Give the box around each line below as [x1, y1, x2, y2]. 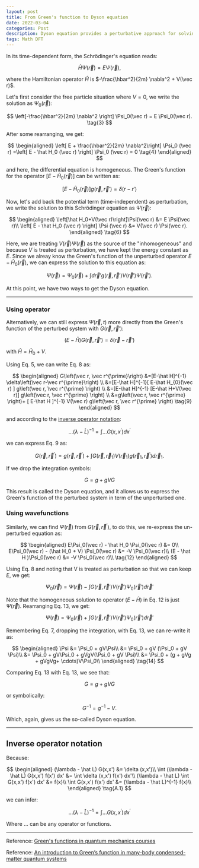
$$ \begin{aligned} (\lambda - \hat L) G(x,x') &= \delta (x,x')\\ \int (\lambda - [7, 766, 192, 773]
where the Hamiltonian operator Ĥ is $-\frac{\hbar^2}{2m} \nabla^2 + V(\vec [6, 75, 192, 83]
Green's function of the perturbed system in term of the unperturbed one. [6, 494, 187, 502]
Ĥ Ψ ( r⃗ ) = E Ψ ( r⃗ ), [78, 64, 121, 71]
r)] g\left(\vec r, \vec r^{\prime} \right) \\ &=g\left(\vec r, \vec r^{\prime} [13, 391, 186, 398]
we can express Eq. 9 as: [6, 439, 68, 446]
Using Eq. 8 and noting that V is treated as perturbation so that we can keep [6, 565, 191, 573]
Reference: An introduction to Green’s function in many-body [6, 848, 155, 856]
